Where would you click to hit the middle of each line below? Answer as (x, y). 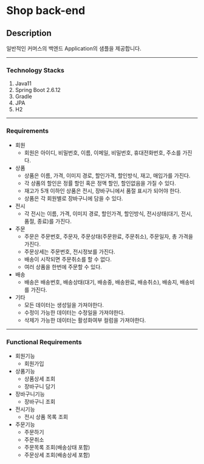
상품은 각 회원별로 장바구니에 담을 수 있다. (73, 198)
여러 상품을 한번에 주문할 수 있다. (63, 267)
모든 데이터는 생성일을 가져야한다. (64, 304)
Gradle (23, 97)
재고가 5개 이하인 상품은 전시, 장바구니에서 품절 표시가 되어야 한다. (103, 191)
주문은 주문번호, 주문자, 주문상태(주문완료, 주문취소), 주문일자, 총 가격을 (108, 236)
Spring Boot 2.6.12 (38, 90)
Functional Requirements (44, 342)
